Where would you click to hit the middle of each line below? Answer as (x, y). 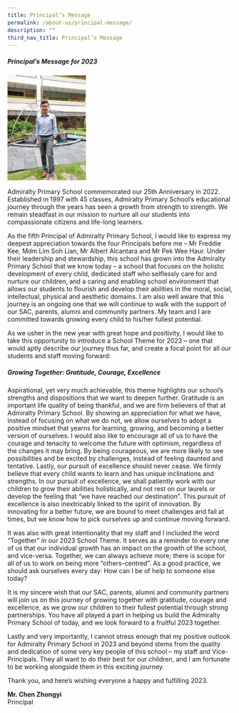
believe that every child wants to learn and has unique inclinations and (111, 474)
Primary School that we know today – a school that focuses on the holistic (116, 266)
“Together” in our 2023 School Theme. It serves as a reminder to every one (118, 541)
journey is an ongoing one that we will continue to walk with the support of (117, 304)
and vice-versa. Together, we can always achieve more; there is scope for (116, 556)
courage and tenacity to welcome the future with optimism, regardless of (115, 443)
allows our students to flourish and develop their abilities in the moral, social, (120, 289)
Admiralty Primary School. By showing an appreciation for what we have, (115, 413)
